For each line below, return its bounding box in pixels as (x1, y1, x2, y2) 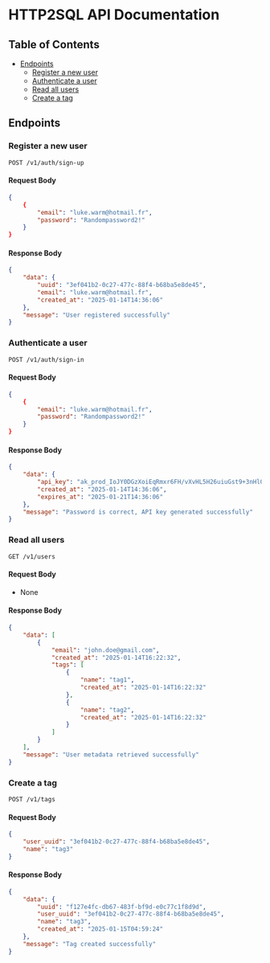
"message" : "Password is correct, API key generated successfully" (22, 508, 253, 516)
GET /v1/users (8, 552, 56, 560)
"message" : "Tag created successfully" (22, 940, 157, 948)
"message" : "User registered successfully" (22, 311, 171, 319)
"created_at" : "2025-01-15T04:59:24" (37, 925, 163, 933)
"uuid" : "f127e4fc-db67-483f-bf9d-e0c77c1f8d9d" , (37, 903, 207, 911)
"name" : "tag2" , (80, 706, 135, 714)
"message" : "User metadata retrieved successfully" (22, 750, 199, 759)
